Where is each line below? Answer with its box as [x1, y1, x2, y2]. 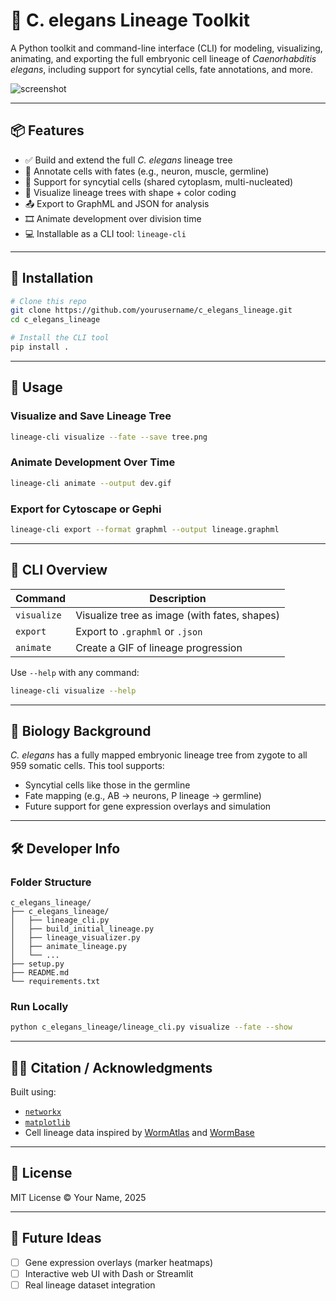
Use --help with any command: [10, 666, 140, 678]
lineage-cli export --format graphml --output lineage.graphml [10, 524, 280, 534]
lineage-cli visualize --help [10, 685, 137, 696]
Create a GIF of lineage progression [75, 640, 243, 654]
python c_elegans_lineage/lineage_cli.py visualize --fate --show [10, 1022, 293, 1033]
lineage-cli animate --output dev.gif [10, 478, 172, 488]
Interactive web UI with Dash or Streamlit [24, 1267, 194, 1279]
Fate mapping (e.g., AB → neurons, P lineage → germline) [24, 790, 262, 802]
